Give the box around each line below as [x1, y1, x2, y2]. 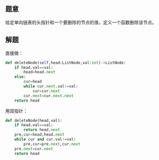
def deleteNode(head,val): [5, 118, 62, 123]
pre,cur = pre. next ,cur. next [23, 141, 81, 146]
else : [14, 74, 26, 80]
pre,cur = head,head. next [14, 132, 65, 137]
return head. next [23, 127, 60, 133]
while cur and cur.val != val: [14, 137, 76, 142]
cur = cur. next [32, 88, 60, 93]
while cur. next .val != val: [23, 84, 79, 89]
